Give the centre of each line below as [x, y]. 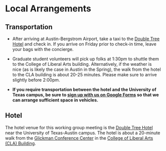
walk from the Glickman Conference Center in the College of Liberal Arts [79, 138]
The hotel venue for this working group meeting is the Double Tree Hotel [79, 127]
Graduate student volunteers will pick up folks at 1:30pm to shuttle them [86, 59]
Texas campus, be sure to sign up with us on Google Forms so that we [85, 95]
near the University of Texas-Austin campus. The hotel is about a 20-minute [83, 133]
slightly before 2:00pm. [36, 80]
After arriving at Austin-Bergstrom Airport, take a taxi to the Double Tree [86, 39]
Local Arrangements [48, 9]
